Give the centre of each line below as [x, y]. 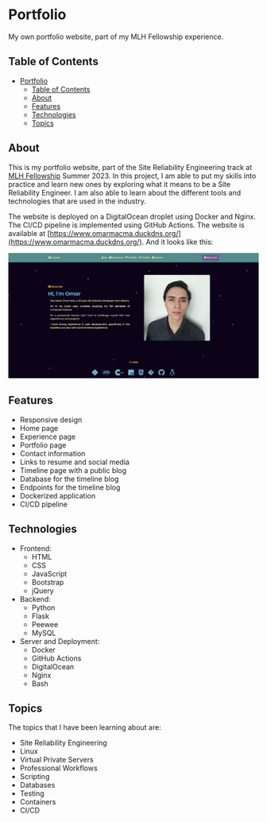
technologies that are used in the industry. [77, 201]
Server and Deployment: [60, 641]
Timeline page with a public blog [73, 470]
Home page [39, 428]
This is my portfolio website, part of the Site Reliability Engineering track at [130, 167]
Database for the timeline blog [69, 479]
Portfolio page [43, 445]
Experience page [48, 436]
